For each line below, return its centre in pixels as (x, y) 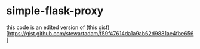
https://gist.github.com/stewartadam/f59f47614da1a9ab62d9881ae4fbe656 (101, 33)
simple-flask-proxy (55, 11)
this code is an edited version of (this (52, 27)
